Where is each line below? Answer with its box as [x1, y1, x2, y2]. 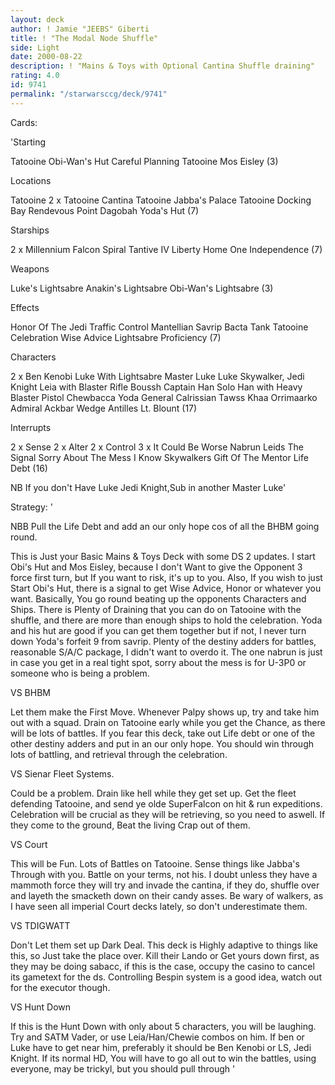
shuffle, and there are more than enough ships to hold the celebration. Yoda [10, 614, 323, 626]
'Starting [10, 136, 47, 148]
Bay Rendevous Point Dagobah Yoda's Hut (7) [10, 204, 200, 216]
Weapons [10, 262, 50, 275]
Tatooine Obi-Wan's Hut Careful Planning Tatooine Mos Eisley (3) [10, 155, 279, 167]
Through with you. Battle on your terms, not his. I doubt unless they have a [10, 868, 318, 880]
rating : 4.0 [10, 71, 60, 81]
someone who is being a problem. [10, 667, 150, 679]
